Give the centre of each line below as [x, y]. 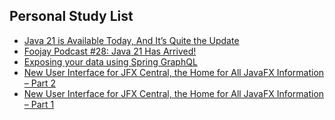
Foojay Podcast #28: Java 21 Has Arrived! [110, 51]
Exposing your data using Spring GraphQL [110, 61]
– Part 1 [39, 104]
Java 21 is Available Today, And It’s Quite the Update [131, 40]
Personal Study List [71, 16]
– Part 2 [40, 83]
